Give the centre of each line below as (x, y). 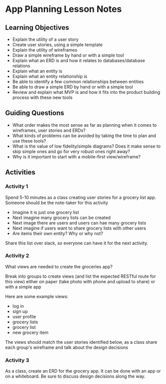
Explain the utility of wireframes (45, 50)
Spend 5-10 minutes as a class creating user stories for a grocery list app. (81, 197)
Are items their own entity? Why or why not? (58, 233)
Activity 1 (17, 186)
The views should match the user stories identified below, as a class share (81, 342)
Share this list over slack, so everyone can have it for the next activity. (77, 243)
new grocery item (30, 332)
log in (18, 306)
